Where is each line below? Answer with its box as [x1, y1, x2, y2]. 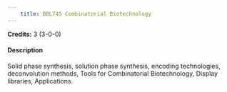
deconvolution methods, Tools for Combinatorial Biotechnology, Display [7, 69, 218, 78]
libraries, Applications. [7, 76, 74, 85]
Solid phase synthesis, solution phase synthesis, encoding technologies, [7, 62, 221, 70]
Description [7, 46, 44, 54]
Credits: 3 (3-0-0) [7, 30, 62, 38]
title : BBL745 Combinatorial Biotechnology [20, 10, 152, 18]
